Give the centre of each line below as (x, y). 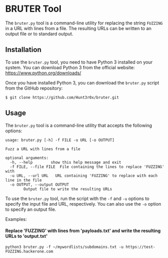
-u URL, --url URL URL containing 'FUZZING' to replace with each (84, 176)
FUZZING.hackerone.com (29, 251)
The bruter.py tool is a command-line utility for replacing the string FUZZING (84, 23)
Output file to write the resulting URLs (68, 189)
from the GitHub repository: (34, 88)
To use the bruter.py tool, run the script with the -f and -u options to (77, 198)
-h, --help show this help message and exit (66, 162)
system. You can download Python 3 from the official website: (70, 67)
